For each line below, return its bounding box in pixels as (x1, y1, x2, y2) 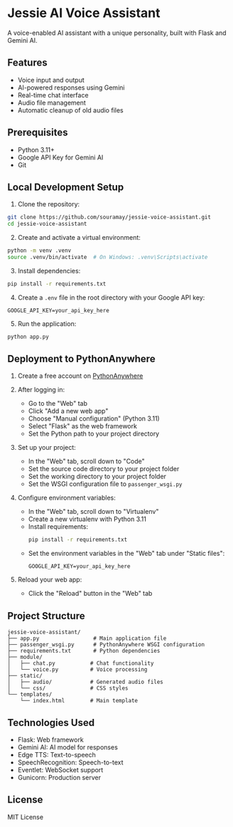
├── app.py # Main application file (7, 635, 167, 642)
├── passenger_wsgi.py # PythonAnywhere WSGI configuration (7, 641, 205, 648)
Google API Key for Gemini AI (17, 153, 104, 162)
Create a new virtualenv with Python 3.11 (28, 515, 147, 524)
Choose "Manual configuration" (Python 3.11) (28, 414, 160, 423)
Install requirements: (28, 522, 89, 531)
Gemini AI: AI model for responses (17, 742, 119, 752)
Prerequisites (7, 127, 68, 139)
